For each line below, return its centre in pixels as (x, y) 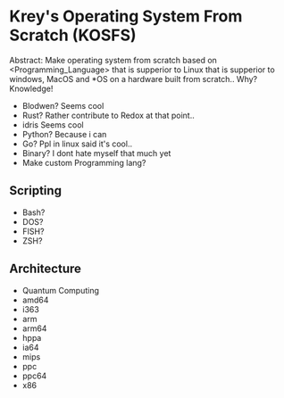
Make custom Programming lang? (84, 162)
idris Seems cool (53, 124)
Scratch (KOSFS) (73, 35)
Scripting (36, 191)
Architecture (46, 269)
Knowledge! (31, 88)
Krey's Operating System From (126, 17)
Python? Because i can (64, 134)
